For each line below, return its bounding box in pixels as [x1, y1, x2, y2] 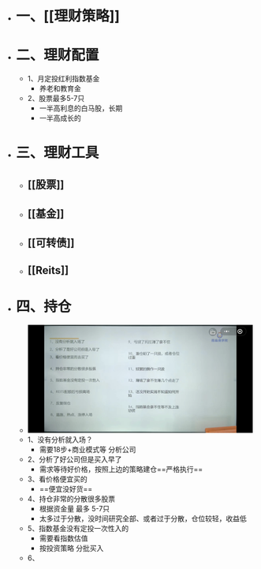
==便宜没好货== [39, 485, 93, 494]
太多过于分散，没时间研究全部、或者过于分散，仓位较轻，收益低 [39, 514, 247, 523]
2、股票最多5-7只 [27, 94, 85, 103]
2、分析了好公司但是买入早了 [27, 455, 122, 464]
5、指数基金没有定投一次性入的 [27, 524, 129, 533]
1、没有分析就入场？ [27, 435, 93, 444]
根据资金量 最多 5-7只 [39, 504, 110, 514]
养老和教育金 [39, 84, 81, 93]
